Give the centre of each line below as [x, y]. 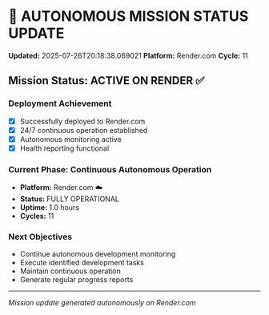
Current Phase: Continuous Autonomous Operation [110, 169]
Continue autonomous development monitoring [98, 254]
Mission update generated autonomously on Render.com [102, 303]
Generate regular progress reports [76, 280]
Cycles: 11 [37, 216]
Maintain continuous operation [70, 271]
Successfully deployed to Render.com [82, 121]
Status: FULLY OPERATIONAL [70, 199]
